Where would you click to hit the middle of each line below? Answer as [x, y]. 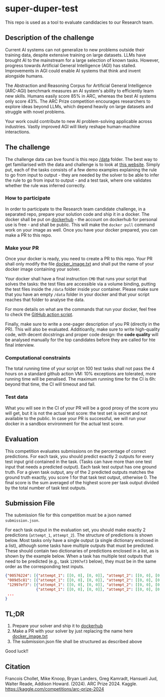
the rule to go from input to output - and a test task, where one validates [78, 180]
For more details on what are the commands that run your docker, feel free [81, 310]
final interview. [20, 345]
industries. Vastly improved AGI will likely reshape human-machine [73, 126]
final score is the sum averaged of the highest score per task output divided [82, 482]
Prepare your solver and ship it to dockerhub [58, 626]
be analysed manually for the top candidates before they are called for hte [80, 340]
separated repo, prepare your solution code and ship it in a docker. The [77, 214]
